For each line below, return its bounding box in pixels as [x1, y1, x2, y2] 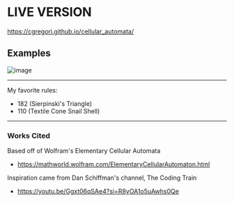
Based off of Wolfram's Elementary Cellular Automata [7, 147, 161, 155]
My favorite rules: [7, 86, 58, 94]
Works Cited [7, 130, 51, 140]
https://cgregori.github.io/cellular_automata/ [7, 27, 134, 36]
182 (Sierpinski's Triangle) [17, 99, 93, 108]
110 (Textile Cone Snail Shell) [17, 107, 100, 115]
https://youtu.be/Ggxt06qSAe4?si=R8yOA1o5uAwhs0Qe [17, 187, 180, 196]
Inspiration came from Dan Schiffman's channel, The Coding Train [7, 173, 197, 182]
